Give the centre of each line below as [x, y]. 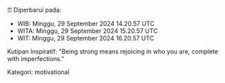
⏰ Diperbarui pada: [35, 10]
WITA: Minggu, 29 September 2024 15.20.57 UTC [87, 31]
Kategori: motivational [38, 72]
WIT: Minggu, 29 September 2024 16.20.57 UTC [86, 38]
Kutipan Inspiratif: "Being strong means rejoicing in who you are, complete [113, 51]
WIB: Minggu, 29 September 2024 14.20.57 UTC [86, 24]
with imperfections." [36, 59]
